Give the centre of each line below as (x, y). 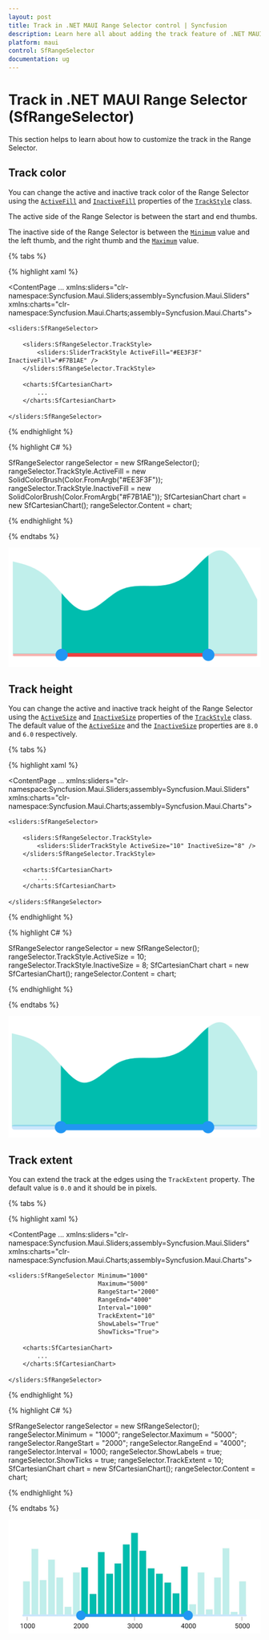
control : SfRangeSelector (51, 51)
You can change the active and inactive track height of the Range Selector (131, 708)
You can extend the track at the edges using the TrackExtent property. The (132, 1179)
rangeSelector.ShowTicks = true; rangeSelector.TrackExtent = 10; (116, 1460)
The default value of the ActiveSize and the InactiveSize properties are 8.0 (133, 725)
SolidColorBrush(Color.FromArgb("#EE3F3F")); (86, 479)
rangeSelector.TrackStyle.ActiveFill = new (77, 471)
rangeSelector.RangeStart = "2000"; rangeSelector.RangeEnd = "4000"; (127, 1443)
